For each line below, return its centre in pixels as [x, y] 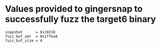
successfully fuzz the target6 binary [80, 19]
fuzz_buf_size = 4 [24, 40]
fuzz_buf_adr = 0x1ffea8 [31, 36]
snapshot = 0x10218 [30, 32]
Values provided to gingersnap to [74, 9]
